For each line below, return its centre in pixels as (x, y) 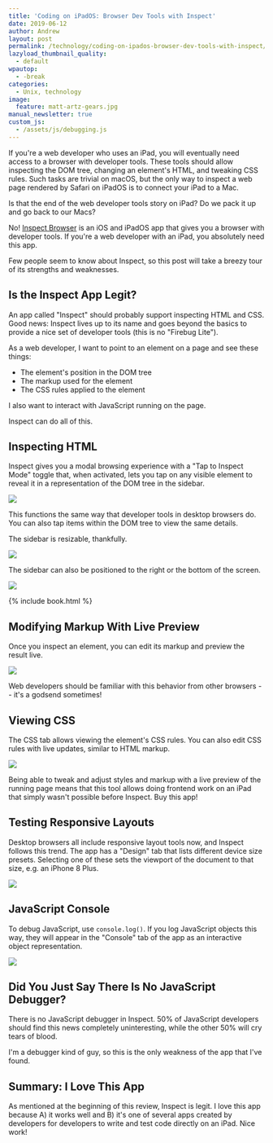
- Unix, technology (49, 92)
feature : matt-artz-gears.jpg (67, 107)
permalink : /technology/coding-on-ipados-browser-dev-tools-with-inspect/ (138, 46)
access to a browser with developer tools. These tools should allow (121, 161)
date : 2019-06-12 (38, 24)
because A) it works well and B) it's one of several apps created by (121, 1115)
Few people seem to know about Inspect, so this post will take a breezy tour (135, 261)
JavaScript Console (59, 909)
